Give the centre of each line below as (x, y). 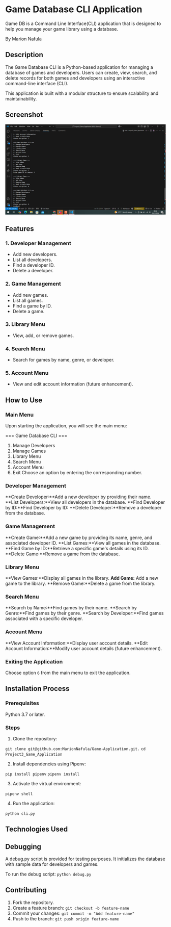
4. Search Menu (25, 349)
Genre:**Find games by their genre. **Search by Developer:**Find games (84, 613)
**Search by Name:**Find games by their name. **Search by (71, 608)
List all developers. (32, 260)
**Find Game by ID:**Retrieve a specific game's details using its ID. (77, 548)
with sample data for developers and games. (52, 864)
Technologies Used (36, 829)
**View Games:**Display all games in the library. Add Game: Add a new (82, 578)
